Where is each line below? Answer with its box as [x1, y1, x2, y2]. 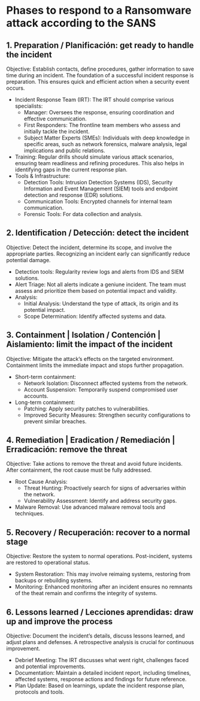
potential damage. [6, 256, 51, 263]
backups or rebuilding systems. [14, 577, 93, 584]
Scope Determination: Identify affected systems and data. [23, 312, 166, 320]
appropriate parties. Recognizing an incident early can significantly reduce [6, 250, 190, 257]
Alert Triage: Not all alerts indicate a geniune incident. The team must [14, 281, 186, 288]
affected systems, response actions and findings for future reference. [14, 676, 187, 683]
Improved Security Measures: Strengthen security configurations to [23, 411, 190, 418]
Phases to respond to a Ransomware [6, 4, 192, 17]
